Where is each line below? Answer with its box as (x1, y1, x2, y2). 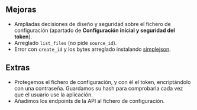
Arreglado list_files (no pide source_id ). (14, 39, 117, 46)
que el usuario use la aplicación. (14, 91, 93, 98)
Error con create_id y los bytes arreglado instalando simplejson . (14, 46, 171, 53)
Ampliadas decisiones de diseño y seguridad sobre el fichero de (14, 20, 171, 27)
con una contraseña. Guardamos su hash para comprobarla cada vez (14, 85, 183, 92)
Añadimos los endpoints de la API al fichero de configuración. (14, 97, 165, 104)
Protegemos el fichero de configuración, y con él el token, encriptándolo (14, 78, 191, 85)
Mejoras (5, 5, 37, 15)
